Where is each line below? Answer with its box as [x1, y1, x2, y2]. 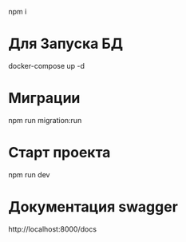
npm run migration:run [8, 115, 82, 125]
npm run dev [8, 169, 50, 179]
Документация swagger [8, 198, 178, 216]
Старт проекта [8, 144, 111, 162]
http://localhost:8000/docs [8, 224, 97, 234]
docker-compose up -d [8, 61, 85, 70]
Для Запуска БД [8, 35, 124, 53]
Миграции [8, 89, 81, 107]
